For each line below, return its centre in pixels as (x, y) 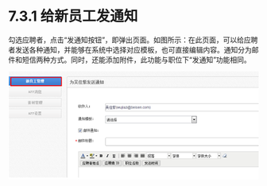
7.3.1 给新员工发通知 (73, 16)
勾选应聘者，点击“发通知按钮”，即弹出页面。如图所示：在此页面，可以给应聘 (133, 40)
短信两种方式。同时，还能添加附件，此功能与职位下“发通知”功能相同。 (137, 60)
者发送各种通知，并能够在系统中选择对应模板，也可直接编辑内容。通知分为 (130, 49)
